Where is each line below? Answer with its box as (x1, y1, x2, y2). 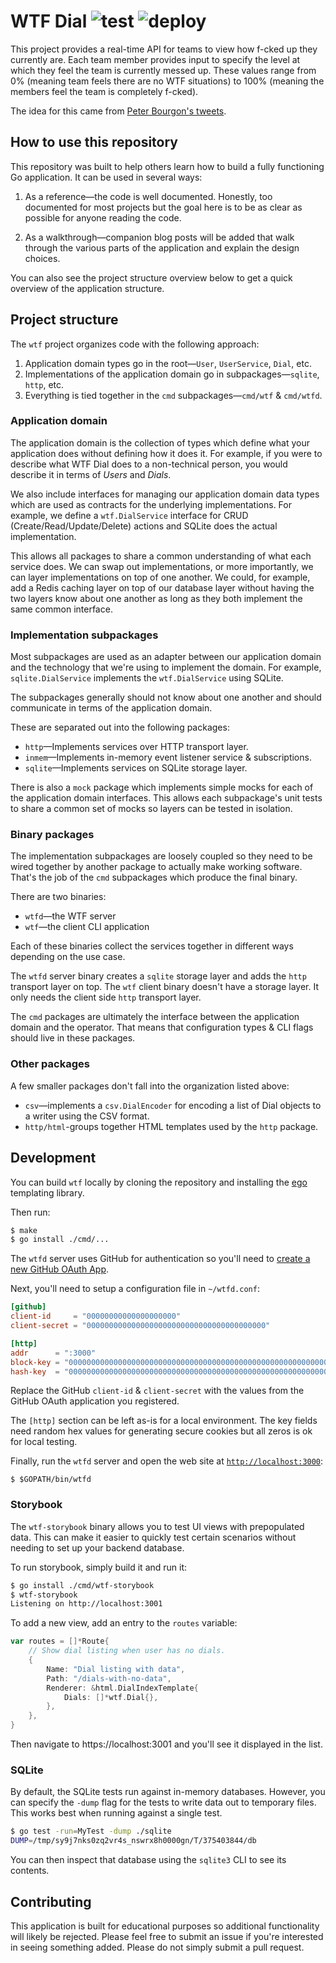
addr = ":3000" (10, 1348, 97, 1358)
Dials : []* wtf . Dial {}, (63, 1692, 159, 1702)
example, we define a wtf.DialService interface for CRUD (10, 509, 249, 521)
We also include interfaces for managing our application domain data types (10, 488, 320, 500)
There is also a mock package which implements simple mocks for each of (10, 781, 314, 794)
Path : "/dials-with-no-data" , (46, 1673, 172, 1684)
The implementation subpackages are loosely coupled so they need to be (10, 850, 313, 862)
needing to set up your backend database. (10, 1541, 185, 1554)
